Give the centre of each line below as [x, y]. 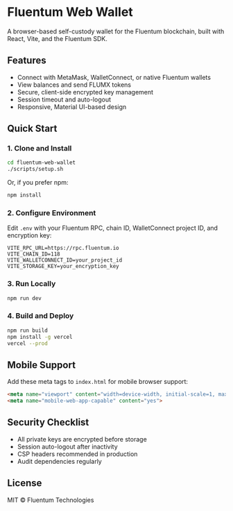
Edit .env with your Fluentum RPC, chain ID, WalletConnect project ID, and [113, 228]
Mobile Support [42, 365]
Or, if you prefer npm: [38, 183]
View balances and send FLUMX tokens [74, 85]
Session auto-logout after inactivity [67, 446]
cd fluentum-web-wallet [42, 163]
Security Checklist [48, 422]
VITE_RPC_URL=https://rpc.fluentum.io [63, 248]
